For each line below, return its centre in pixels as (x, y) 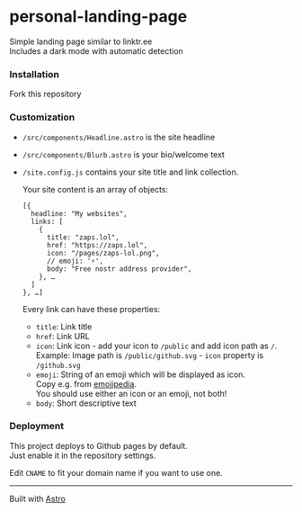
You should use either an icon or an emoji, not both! (131, 393)
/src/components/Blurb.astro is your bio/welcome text (123, 154)
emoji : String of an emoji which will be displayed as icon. (140, 374)
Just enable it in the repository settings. (83, 455)
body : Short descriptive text (86, 403)
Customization (42, 117)
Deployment (37, 427)
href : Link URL (62, 336)
